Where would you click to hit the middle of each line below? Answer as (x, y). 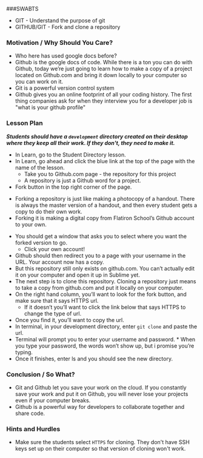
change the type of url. (53, 313)
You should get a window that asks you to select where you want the (101, 236)
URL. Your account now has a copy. (59, 262)
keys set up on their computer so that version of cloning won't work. (100, 449)
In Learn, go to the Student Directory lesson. (70, 155)
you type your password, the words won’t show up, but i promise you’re (105, 346)
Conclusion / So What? (41, 374)
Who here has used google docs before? (66, 56)
